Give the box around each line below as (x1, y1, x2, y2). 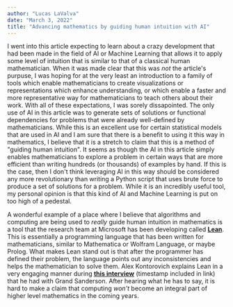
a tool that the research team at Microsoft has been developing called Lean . (7, 225, 225, 233)
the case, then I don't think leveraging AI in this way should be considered (7, 167, 219, 176)
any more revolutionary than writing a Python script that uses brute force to (7, 175, 223, 183)
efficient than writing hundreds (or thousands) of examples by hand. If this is (7, 160, 227, 169)
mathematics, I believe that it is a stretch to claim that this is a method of (7, 138, 214, 147)
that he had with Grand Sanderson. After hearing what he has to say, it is (7, 277, 216, 285)
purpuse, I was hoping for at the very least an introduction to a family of (7, 72, 213, 80)
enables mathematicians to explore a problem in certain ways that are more (7, 153, 223, 161)
